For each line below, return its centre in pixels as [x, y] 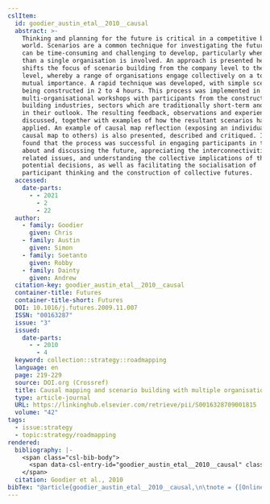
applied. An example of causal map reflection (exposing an [125, 128]
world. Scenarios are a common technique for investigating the [132, 46]
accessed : [31, 181]
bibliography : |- [44, 450]
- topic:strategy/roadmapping [65, 435]
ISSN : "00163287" [44, 315]
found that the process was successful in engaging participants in [139, 143]
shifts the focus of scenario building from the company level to [136, 68]
